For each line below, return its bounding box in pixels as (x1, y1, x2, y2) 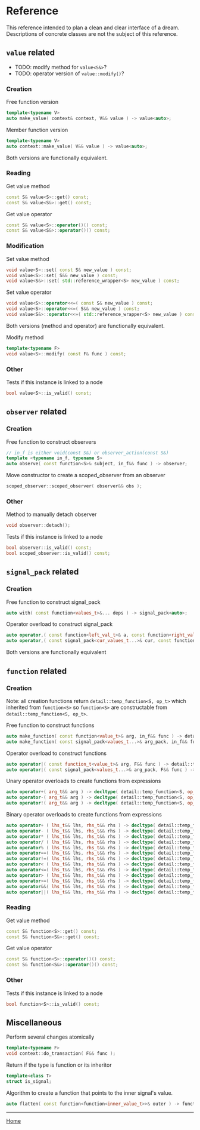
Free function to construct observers (6, 438, 96, 446)
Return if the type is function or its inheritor (6, 1061, 112, 1068)
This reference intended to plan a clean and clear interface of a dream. (6, 24, 180, 31)
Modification (6, 242, 45, 250)
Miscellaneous (6, 1017, 62, 1028)
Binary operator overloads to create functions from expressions (6, 811, 162, 818)
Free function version (6, 99, 58, 106)
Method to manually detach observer (6, 511, 97, 518)
